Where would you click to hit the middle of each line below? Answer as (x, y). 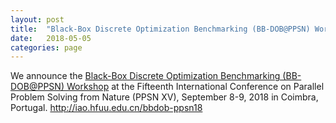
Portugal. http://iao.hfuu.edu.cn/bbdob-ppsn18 (106, 108)
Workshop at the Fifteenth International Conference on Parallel (195, 87)
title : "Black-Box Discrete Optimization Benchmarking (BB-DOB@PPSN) (160, 29)
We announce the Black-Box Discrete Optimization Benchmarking (145, 76)
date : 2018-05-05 (51, 38)
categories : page (46, 47)
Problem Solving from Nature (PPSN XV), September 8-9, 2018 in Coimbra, (164, 97)
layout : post (37, 19)
